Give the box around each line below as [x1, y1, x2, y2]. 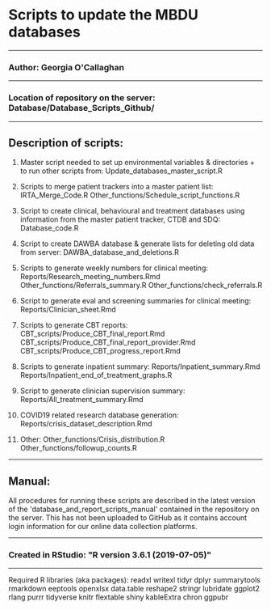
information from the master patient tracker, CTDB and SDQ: [19, 214, 220, 224]
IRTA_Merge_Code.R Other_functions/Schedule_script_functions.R [19, 190, 240, 200]
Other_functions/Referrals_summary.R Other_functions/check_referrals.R [19, 281, 263, 290]
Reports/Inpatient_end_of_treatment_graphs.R [19, 371, 173, 380]
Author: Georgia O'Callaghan [8, 61, 125, 73]
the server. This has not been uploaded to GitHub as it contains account [8, 513, 248, 523]
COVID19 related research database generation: [19, 410, 179, 420]
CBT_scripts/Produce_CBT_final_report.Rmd [19, 329, 165, 339]
